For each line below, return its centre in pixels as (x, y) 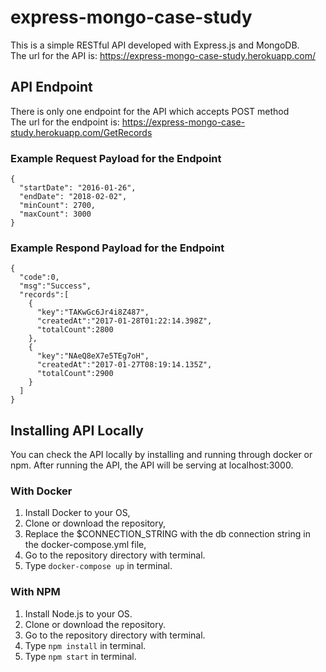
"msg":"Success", (55, 286)
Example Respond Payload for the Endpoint (117, 248)
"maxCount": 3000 (55, 214)
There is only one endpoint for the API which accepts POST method (150, 111)
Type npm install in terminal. (85, 645)
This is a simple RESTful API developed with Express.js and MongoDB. (155, 45)
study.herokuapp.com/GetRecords (81, 132)
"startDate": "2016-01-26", (78, 188)
